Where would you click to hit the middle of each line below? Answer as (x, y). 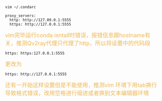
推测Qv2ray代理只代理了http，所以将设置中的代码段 (83, 43)
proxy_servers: (21, 16)
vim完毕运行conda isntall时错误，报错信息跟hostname (75, 35)
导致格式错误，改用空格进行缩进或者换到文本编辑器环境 (77, 93)
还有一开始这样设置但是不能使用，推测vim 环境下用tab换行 (81, 85)
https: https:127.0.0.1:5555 (35, 53)
